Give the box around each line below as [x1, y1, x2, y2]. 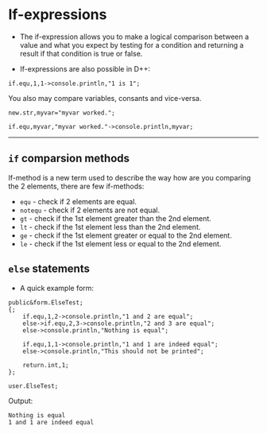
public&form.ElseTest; [8, 298, 83, 307]
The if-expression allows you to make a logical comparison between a [19, 32, 250, 41]
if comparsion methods [8, 152, 130, 165]
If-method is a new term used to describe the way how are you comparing [8, 172, 252, 182]
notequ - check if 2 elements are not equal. [19, 205, 161, 215]
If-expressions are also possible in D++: [19, 64, 151, 73]
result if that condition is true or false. [19, 48, 143, 58]
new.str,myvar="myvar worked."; [8, 109, 115, 117]
